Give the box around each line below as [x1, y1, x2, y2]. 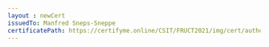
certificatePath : [7, 26, 66, 34]
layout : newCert [7, 11, 66, 20]
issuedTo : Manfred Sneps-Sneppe [7, 19, 116, 27]
